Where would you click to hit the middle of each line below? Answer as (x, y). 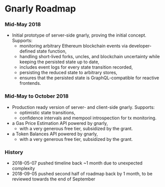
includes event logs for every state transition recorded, (76, 67)
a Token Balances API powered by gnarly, (55, 134)
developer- (140, 46)
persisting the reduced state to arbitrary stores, (68, 73)
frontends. (30, 83)
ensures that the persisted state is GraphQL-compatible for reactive (89, 78)
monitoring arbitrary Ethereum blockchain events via (74, 46)
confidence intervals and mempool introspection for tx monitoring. (88, 118)
